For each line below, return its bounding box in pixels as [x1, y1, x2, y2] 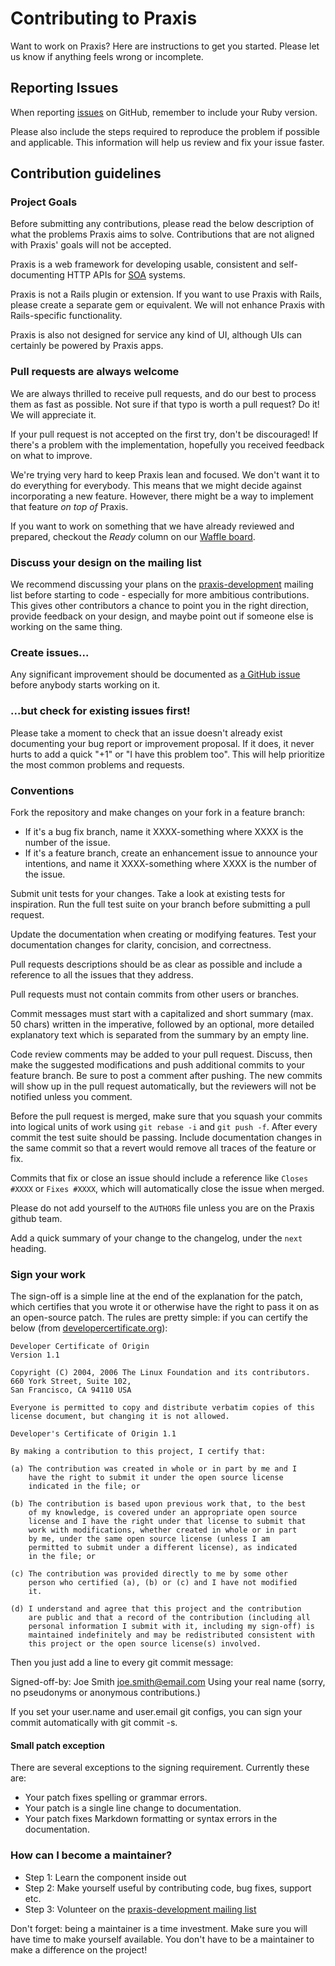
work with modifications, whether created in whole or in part [28, 1525, 298, 1536]
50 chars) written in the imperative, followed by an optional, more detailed [10, 1018, 315, 1030]
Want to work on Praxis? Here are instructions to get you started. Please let [10, 40, 320, 52]
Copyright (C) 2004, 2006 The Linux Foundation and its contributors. [10, 1368, 311, 1378]
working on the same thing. [10, 621, 123, 633]
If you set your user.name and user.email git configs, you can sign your [10, 1706, 303, 1718]
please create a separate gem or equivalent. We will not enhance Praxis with [10, 299, 325, 311]
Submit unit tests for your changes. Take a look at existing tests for [10, 887, 286, 899]
